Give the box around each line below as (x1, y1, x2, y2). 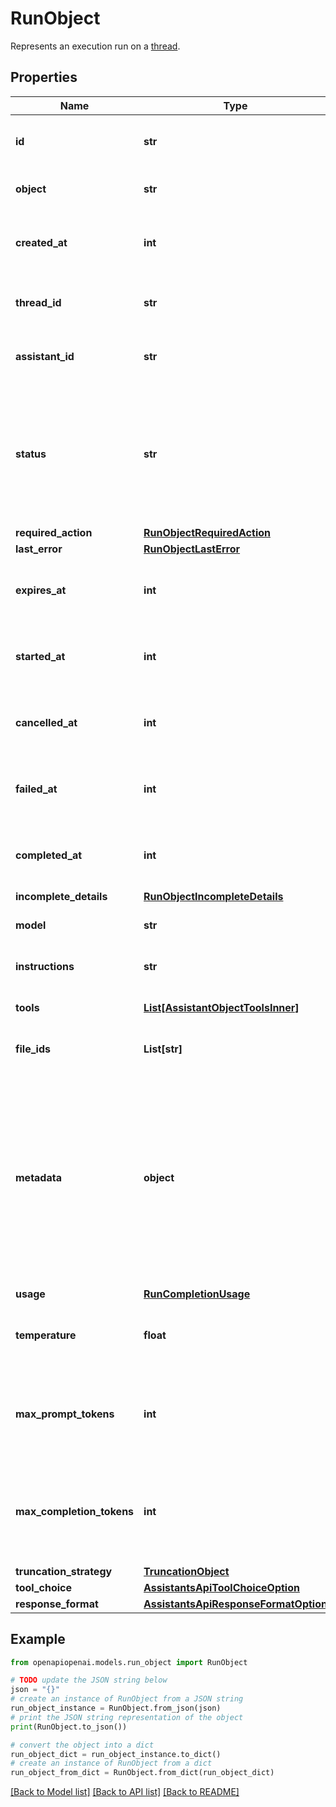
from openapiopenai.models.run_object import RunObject (10, 1657, 248, 1667)
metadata (15, 1170, 62, 1184)
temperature (15, 1328, 77, 1342)
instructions (15, 959, 75, 973)
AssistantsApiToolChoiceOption (143, 1580, 300, 1594)
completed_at (15, 848, 83, 862)
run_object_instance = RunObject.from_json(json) (10, 1703, 222, 1714)
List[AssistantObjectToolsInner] (143, 1000, 300, 1014)
